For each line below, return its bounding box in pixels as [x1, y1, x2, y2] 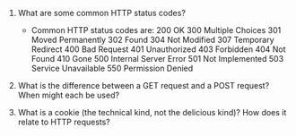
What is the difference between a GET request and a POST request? [17, 81, 270, 90]
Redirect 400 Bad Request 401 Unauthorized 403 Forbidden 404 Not [30, 44, 286, 55]
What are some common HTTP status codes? [17, 8, 187, 18]
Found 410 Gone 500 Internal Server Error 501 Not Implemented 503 [30, 54, 284, 64]
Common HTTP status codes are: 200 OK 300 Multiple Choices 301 [30, 25, 282, 35]
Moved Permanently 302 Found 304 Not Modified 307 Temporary [30, 35, 275, 45]
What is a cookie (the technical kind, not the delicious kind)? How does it [17, 107, 287, 117]
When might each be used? [17, 89, 119, 100]
